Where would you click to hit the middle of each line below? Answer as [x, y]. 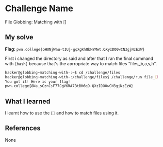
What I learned [28, 101]
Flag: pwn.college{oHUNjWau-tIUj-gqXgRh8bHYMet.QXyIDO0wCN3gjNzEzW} [75, 49]
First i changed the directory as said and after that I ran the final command [79, 58]
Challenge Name [39, 9]
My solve [19, 37]
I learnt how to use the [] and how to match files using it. [62, 113]
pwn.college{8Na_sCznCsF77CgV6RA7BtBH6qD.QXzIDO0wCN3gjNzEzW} [69, 86]
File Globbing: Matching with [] [36, 22]
